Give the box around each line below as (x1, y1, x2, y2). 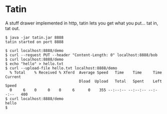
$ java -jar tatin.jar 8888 (5, 35, 64, 40)
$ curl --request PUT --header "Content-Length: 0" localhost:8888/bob (5, 52, 157, 57)
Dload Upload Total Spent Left (79, 78, 162, 83)
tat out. (5, 25, 20, 31)
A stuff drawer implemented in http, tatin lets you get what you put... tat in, (5, 20, 158, 26)
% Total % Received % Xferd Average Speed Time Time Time (9, 70, 162, 75)
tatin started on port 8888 (5, 39, 64, 44)
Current (5, 74, 21, 79)
